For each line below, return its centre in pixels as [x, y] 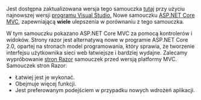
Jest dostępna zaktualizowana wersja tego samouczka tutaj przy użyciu [96, 9]
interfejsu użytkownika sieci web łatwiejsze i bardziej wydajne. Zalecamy [97, 53]
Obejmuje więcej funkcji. [46, 84]
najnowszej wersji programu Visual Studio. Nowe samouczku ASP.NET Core [101, 15]
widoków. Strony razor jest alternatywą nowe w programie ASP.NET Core [97, 40]
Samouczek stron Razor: [37, 65]
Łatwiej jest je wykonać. [45, 77]
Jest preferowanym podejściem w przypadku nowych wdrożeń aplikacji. [105, 90]
